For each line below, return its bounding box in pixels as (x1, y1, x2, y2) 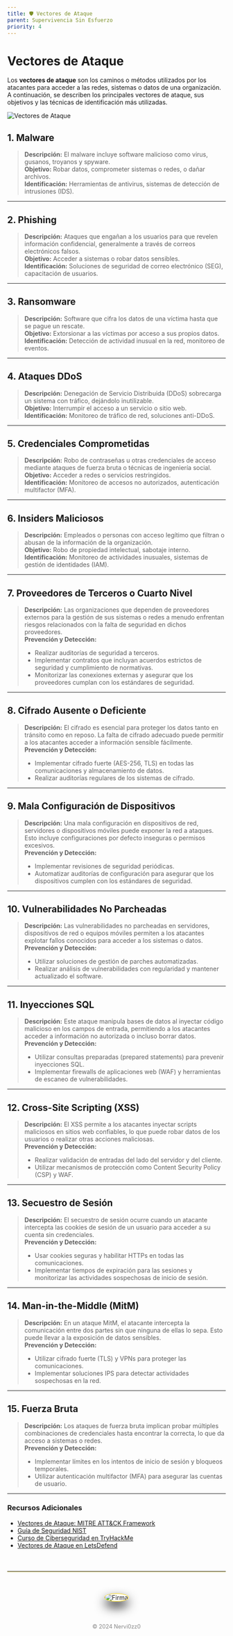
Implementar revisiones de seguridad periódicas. (34, 861, 175, 870)
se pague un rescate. (24, 321, 85, 330)
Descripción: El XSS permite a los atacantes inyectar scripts (24, 1120, 198, 1128)
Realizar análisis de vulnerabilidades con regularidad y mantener (34, 964, 220, 973)
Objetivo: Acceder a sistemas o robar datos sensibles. (24, 254, 180, 263)
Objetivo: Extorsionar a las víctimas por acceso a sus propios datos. (24, 329, 220, 337)
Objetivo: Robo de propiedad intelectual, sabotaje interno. (24, 546, 191, 554)
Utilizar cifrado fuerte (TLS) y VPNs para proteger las (34, 1354, 187, 1363)
